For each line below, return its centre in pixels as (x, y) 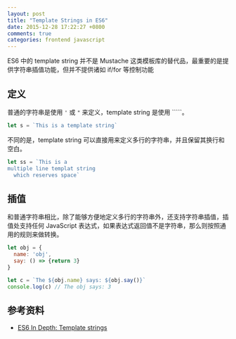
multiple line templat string (52, 168)
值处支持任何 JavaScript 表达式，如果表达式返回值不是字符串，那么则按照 (114, 226)
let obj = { (25, 248)
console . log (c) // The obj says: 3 (59, 287)
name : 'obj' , (33, 255)
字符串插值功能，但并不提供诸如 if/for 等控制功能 (84, 70)
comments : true (29, 33)
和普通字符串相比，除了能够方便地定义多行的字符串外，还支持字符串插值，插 (118, 217)
